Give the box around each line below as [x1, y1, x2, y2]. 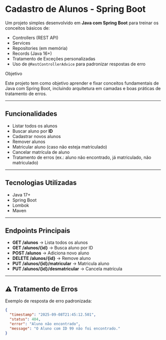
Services [12, 40, 31, 46]
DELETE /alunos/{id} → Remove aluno [12, 255, 91, 261]
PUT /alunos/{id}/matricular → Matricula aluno [12, 261, 110, 267]
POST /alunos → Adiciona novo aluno [12, 250, 89, 256]
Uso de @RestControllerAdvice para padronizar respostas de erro [12, 61, 146, 67]
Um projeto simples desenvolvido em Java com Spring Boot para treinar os [5, 20, 159, 26]
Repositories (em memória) [12, 45, 68, 51]
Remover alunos [12, 139, 45, 145]
